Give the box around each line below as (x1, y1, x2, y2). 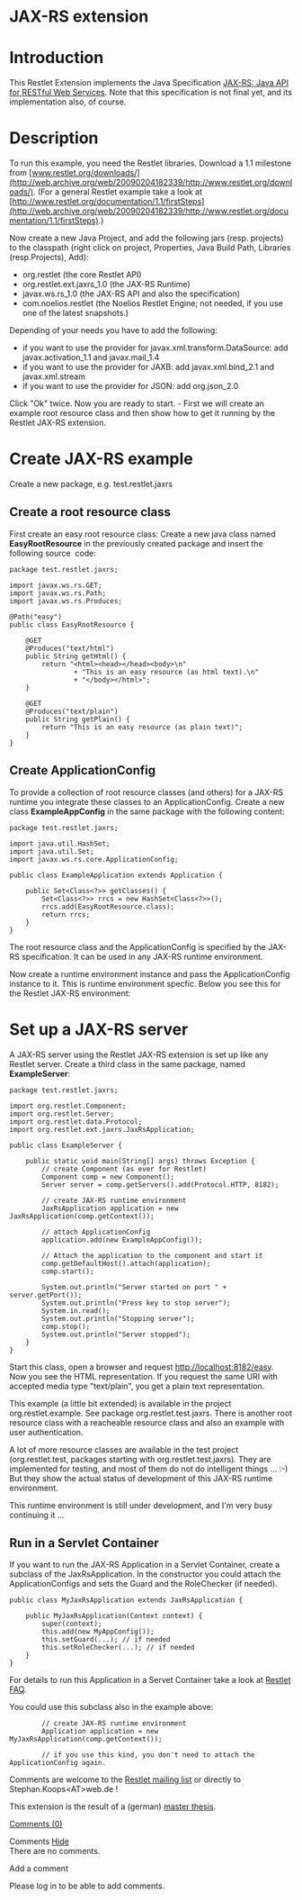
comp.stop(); (41, 1322, 91, 1331)
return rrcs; (41, 909, 91, 919)
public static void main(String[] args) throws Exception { (25, 1156, 255, 1165)
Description (9, 128, 99, 149)
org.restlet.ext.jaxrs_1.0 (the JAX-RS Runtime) (22, 279, 191, 290)
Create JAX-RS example (9, 448, 193, 469)
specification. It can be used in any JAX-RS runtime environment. (21, 951, 263, 962)
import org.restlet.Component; (9, 1101, 127, 1110)
